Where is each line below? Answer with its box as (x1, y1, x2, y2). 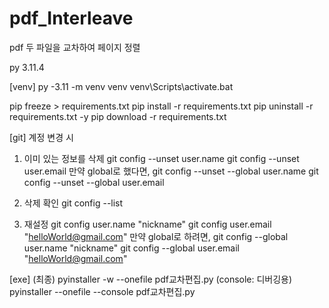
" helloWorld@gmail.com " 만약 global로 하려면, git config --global (23, 230, 289, 242)
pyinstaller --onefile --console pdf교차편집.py (9, 285, 196, 297)
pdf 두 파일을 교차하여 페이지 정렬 (9, 41, 141, 53)
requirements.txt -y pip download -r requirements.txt (9, 110, 227, 122)
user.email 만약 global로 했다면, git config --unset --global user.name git (23, 165, 319, 177)
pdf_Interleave (9, 7, 134, 30)
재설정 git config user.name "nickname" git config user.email (23, 218, 272, 230)
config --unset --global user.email (23, 176, 165, 188)
